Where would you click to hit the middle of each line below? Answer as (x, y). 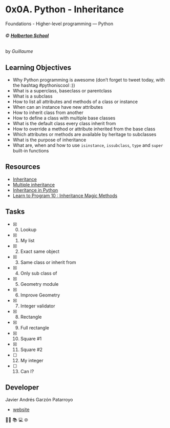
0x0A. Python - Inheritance (65, 9)
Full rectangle (35, 327)
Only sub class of (39, 273)
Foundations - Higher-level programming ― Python (59, 24)
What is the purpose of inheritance (49, 140)
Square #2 (31, 349)
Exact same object (40, 251)
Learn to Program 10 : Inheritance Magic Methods (65, 196)
